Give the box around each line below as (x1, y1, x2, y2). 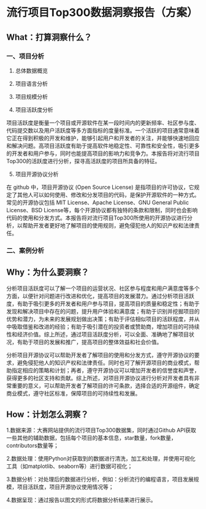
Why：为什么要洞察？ (6, 267, 90, 278)
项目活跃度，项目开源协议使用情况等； (17, 483, 114, 491)
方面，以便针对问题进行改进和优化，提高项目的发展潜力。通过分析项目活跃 (6, 292, 194, 299)
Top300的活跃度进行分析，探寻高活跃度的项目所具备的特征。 (6, 157, 161, 164)
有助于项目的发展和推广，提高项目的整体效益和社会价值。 (17, 338, 162, 345)
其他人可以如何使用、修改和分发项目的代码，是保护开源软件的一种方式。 (17, 191, 200, 198)
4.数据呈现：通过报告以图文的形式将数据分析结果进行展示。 (6, 496, 156, 503)
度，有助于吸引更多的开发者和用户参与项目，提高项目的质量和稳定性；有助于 (6, 300, 200, 307)
